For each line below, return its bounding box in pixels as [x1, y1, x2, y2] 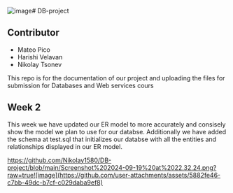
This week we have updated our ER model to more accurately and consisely [7, 120, 226, 129]
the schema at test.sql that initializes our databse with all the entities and [7, 135, 217, 143]
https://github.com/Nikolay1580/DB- [7, 156, 112, 164]
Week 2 [7, 101, 41, 113]
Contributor [7, 27, 59, 38]
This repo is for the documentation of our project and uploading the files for [7, 73, 225, 82]
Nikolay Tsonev [17, 60, 62, 69]
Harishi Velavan [17, 52, 63, 61]
